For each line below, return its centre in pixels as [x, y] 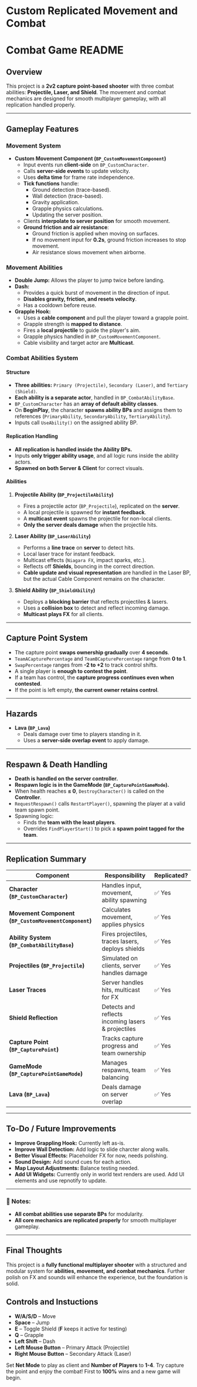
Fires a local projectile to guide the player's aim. [82, 330]
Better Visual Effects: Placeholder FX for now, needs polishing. [91, 1155]
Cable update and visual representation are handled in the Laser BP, [107, 573]
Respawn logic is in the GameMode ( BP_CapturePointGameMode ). [92, 785]
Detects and [118, 1006]
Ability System [30, 937]
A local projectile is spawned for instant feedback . [85, 512]
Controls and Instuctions [52, 1302]
